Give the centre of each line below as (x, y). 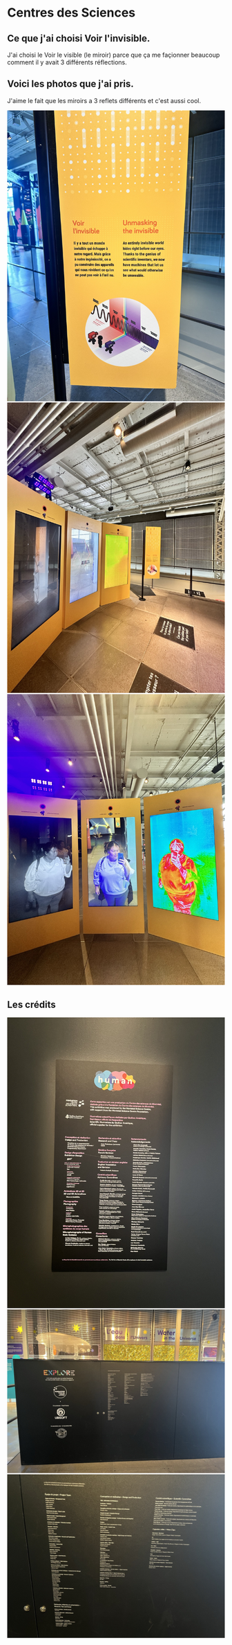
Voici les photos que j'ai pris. (71, 84)
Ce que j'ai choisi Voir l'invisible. (79, 38)
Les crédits (32, 1004)
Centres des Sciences (71, 13)
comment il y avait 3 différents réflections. (67, 62)
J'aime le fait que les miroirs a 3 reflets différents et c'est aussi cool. (104, 100)
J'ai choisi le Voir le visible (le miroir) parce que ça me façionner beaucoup (114, 55)
